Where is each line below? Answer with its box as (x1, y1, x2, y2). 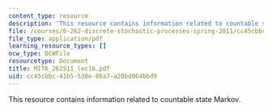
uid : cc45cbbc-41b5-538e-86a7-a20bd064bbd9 (8, 72, 158, 80)
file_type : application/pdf (8, 34, 104, 43)
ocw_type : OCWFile (8, 49, 70, 58)
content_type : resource (8, 11, 89, 20)
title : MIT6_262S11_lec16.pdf (8, 65, 111, 73)
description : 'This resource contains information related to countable (8, 19, 259, 28)
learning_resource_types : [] (8, 42, 107, 50)
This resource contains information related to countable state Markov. (8, 94, 241, 104)
